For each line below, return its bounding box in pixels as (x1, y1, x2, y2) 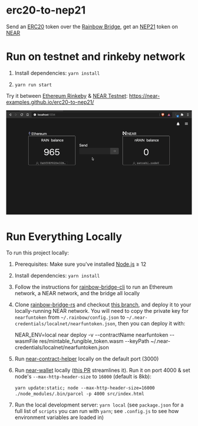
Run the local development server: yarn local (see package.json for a (14, 401, 184, 408)
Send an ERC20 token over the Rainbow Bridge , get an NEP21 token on (6, 23, 179, 30)
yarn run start (14, 82, 52, 88)
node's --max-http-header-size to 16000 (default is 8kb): (14, 373, 152, 380)
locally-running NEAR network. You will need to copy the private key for (14, 308, 189, 315)
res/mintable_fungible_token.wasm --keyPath (39, 338, 150, 345)
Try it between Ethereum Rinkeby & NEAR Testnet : (6, 92, 128, 99)
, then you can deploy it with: (114, 320, 186, 327)
